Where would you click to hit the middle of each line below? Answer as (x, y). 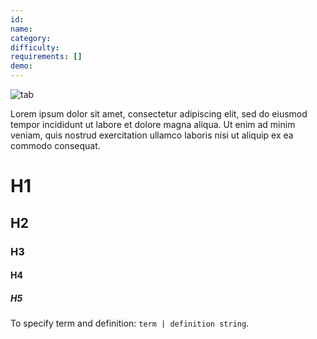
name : (21, 29)
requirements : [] (46, 57)
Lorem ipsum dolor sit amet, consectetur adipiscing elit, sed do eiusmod (159, 114)
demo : (21, 66)
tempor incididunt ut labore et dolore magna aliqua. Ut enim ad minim (153, 124)
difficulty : (35, 47)
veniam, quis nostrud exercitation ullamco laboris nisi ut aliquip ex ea (152, 135)
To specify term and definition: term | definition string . (130, 323)
